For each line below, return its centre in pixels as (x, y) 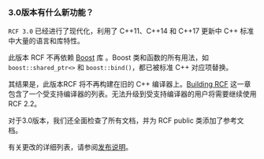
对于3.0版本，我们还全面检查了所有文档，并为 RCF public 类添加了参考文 (126, 120)
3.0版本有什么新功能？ (51, 12)
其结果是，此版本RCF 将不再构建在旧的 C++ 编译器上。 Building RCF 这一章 (130, 84)
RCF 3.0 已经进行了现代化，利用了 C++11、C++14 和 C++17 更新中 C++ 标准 (131, 31)
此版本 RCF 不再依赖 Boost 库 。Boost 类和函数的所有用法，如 (108, 57)
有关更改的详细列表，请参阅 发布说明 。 (70, 147)
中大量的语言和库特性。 (46, 41)
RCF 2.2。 (25, 104)
